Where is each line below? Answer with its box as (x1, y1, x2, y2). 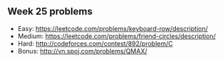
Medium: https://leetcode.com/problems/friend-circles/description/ (17, 32, 216, 40)
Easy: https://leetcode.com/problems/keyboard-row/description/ (17, 24, 208, 32)
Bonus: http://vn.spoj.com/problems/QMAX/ (17, 46, 147, 55)
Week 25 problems (7, 6, 93, 18)
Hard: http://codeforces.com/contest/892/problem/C (17, 39, 173, 48)
